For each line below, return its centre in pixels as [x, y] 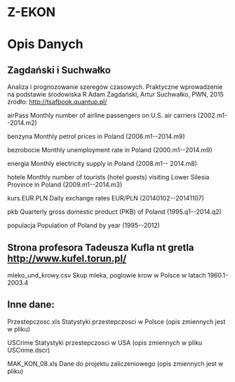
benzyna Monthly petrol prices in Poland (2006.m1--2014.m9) [96, 137]
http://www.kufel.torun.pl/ [67, 258]
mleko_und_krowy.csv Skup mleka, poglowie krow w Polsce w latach [107, 275]
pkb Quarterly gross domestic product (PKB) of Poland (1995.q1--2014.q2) [115, 212]
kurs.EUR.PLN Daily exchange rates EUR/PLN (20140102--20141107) [106, 198]
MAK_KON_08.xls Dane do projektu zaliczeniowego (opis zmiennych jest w [115, 363]
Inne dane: [31, 305]
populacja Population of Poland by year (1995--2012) [83, 226]
